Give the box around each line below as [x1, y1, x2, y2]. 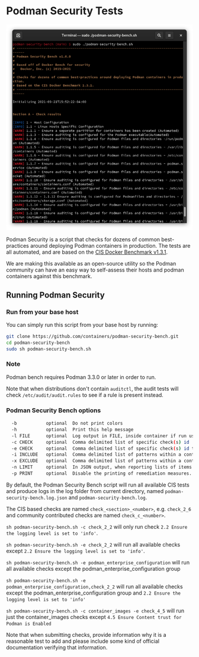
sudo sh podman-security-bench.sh [6, 346, 92, 352]
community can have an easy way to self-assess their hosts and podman [6, 266, 185, 274]
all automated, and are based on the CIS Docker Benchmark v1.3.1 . [6, 248, 168, 256]
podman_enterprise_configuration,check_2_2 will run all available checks [6, 583, 183, 590]
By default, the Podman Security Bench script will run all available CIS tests [6, 481, 190, 488]
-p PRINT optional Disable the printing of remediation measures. [11, 470, 192, 476]
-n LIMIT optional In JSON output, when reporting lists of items [11, 465, 192, 470]
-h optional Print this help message [11, 427, 134, 432]
